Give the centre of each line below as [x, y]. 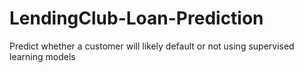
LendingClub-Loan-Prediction [136, 18]
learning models [42, 56]
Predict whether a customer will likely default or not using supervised [152, 46]
